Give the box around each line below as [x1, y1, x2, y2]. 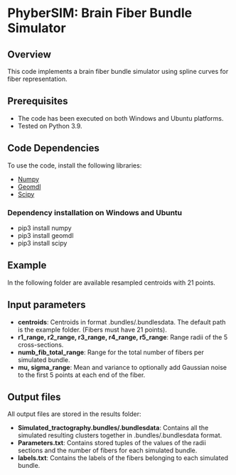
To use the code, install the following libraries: [7, 161, 142, 170]
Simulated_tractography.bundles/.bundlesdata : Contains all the [17, 424, 209, 432]
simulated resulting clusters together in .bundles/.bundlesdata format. [17, 431, 222, 439]
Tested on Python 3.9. [17, 121, 83, 130]
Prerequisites [7, 95, 68, 107]
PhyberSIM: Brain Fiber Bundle [7, 5, 193, 21]
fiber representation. [7, 75, 68, 83]
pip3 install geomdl [17, 231, 74, 239]
